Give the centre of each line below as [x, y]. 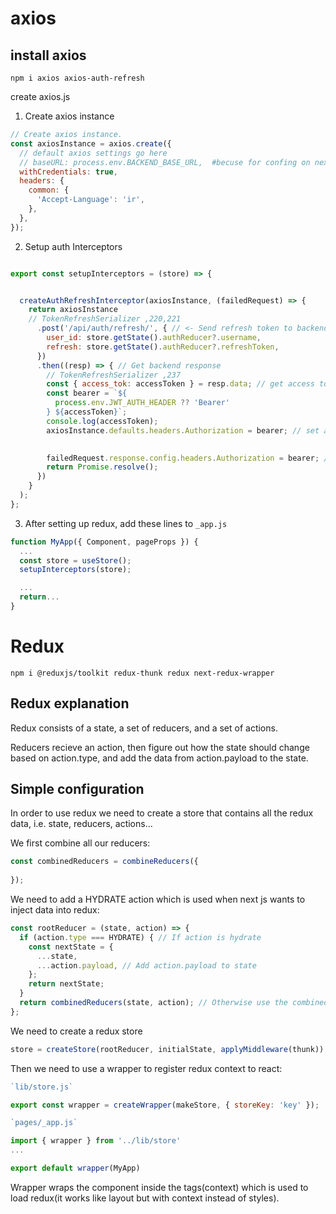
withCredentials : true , [68, 172]
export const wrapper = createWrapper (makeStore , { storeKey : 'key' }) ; [165, 1105]
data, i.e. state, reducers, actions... [81, 824]
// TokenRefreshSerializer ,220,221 [105, 319]
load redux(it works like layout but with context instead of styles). [145, 1198]
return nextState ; [66, 984]
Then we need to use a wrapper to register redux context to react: [146, 1068]
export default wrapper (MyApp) [75, 1168]
